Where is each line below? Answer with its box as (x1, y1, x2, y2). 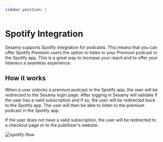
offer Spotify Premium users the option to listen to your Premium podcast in (5, 49, 158, 55)
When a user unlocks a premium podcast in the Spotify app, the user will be (5, 87, 158, 93)
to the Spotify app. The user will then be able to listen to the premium (5, 102, 144, 108)
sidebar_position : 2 (5, 7, 47, 12)
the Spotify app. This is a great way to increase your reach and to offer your (5, 55, 158, 61)
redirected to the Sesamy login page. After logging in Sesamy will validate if (5, 92, 158, 98)
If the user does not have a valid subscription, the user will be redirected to (5, 117, 157, 123)
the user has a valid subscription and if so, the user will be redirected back (5, 97, 156, 103)
